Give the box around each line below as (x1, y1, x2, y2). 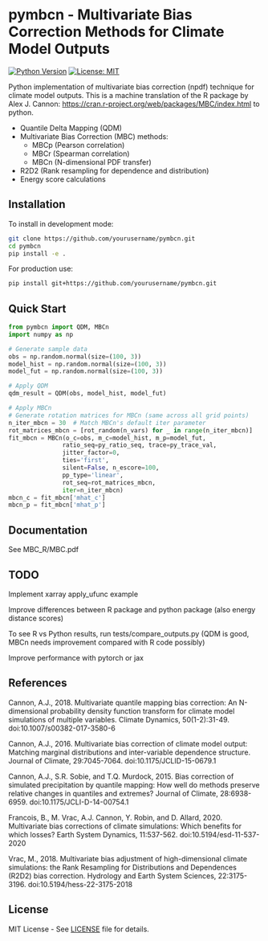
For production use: (8, 264, 74, 274)
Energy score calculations (19, 174, 106, 184)
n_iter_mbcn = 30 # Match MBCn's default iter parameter (8, 419, 206, 427)
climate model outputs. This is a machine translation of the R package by (8, 90, 249, 100)
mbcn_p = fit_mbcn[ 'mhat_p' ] (8, 501, 106, 509)
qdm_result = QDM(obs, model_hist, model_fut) (8, 390, 167, 398)
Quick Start (8, 301, 67, 315)
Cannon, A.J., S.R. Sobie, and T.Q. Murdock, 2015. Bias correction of (8, 771, 234, 781)
